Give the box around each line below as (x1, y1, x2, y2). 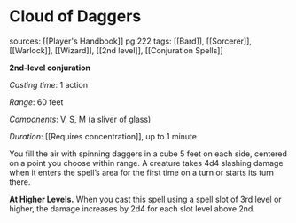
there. (9, 176, 31, 187)
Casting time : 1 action (9, 79, 89, 90)
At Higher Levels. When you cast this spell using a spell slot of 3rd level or (9, 194, 282, 204)
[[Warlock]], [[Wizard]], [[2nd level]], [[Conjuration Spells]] (9, 44, 223, 55)
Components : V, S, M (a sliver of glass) (9, 114, 152, 124)
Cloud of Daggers (9, 6, 142, 27)
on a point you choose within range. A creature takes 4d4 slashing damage (9, 157, 284, 168)
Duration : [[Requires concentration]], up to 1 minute (9, 131, 198, 141)
